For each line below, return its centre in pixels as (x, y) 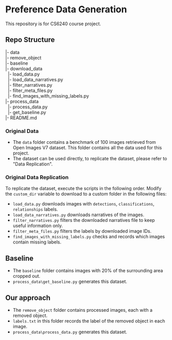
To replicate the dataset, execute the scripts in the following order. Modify (83, 188)
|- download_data (24, 68)
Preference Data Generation (66, 10)
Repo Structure (30, 40)
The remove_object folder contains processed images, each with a (83, 310)
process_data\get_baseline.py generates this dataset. (70, 281)
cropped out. (26, 276)
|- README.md (21, 118)
